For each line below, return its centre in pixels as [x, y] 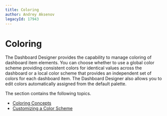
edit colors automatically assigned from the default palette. [66, 84]
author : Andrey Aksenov [30, 14]
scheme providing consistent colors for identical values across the [73, 68]
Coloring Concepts [32, 103]
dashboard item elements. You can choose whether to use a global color [80, 63]
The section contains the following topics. [48, 94]
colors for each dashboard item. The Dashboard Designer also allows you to [83, 79]
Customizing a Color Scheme [42, 109]
